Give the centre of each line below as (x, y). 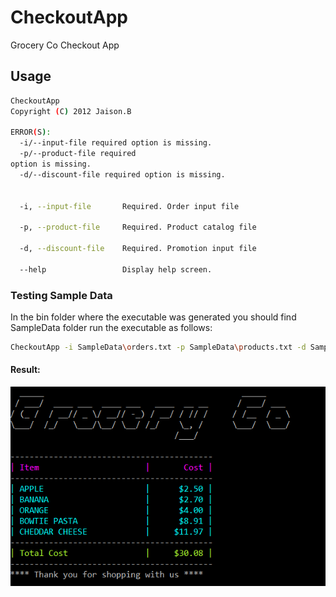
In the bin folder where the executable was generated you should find (153, 317)
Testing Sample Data (61, 295)
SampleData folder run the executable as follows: (111, 327)
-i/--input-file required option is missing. (116, 143)
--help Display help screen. (116, 269)
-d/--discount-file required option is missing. (122, 174)
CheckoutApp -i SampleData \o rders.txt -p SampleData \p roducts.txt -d (158, 347)
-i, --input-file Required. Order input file (129, 206)
